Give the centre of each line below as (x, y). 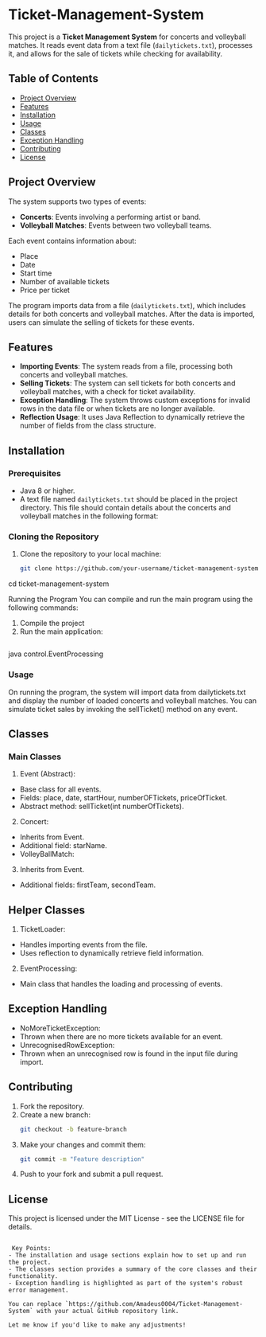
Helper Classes (47, 910)
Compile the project (52, 624)
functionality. (33, 1276)
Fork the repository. (52, 1106)
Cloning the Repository (54, 537)
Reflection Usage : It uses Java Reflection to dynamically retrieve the (132, 417)
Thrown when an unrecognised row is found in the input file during (129, 1054)
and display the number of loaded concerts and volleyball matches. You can (132, 700)
